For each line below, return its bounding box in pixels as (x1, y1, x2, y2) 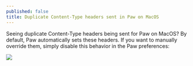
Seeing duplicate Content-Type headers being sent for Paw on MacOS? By (6, 30, 187, 37)
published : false (6, 8, 49, 15)
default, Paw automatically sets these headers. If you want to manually (6, 36, 178, 43)
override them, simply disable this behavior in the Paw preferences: (6, 42, 169, 50)
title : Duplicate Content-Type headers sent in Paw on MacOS (6, 14, 159, 20)
